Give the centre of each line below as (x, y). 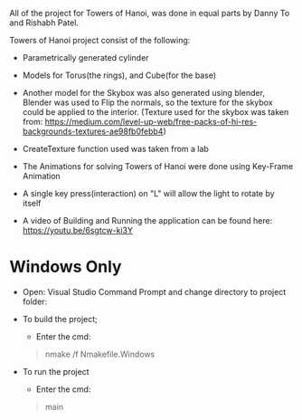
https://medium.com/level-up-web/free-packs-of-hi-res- (151, 122)
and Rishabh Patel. (44, 23)
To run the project (56, 371)
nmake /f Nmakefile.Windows (100, 354)
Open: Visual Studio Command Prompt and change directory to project (154, 291)
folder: (35, 301)
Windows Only (66, 267)
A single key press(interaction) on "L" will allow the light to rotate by (148, 193)
